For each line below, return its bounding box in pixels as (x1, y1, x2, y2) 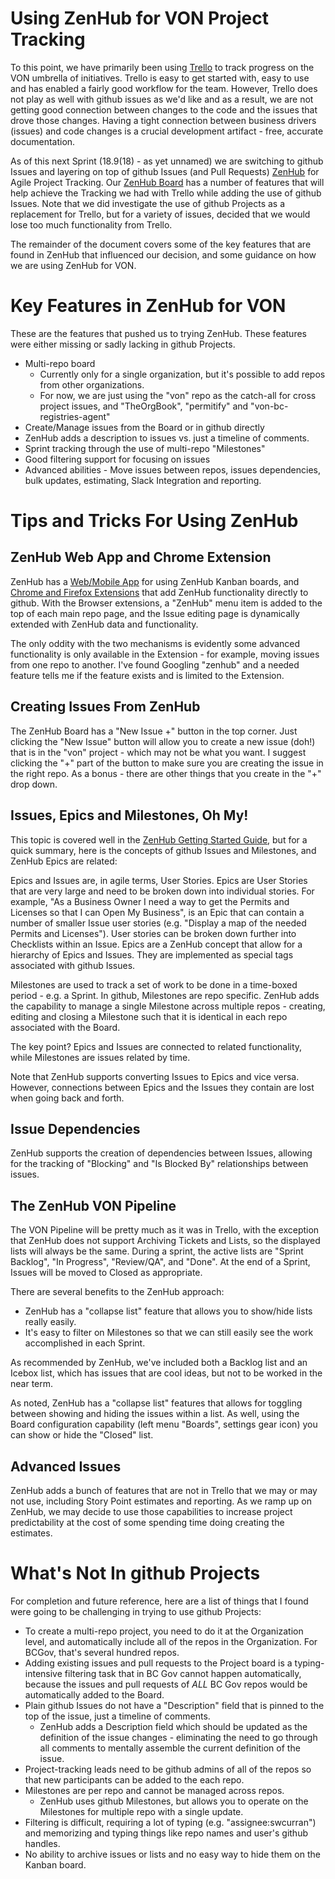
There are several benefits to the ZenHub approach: (10, 1286, 225, 1298)
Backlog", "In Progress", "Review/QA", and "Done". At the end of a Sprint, (10, 1256, 311, 1268)
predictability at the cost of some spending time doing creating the (10, 1516, 285, 1528)
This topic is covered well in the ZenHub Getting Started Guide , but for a (10, 833, 308, 846)
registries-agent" (39, 410, 111, 422)
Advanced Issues (10, 1458, 122, 1475)
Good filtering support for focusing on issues (24, 453, 211, 465)
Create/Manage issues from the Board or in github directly (24, 421, 265, 433)
